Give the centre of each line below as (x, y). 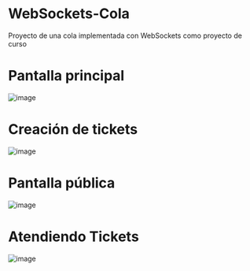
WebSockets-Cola (69, 14)
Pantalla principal (66, 76)
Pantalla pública (62, 183)
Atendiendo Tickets (74, 236)
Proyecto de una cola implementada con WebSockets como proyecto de (125, 35)
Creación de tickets (73, 130)
